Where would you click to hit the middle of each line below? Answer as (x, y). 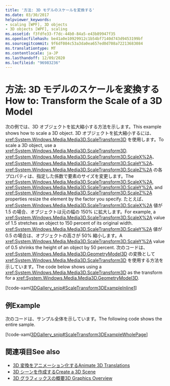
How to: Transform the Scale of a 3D (84, 101)
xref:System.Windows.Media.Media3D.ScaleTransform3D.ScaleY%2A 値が (84, 229)
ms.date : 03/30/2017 (27, 15)
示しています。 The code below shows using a (54, 267)
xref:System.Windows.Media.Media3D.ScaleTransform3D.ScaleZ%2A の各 (84, 170)
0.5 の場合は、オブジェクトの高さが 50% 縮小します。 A (64, 236)
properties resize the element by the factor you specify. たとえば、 (76, 199)
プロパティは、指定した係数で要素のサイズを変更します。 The (70, 176)
